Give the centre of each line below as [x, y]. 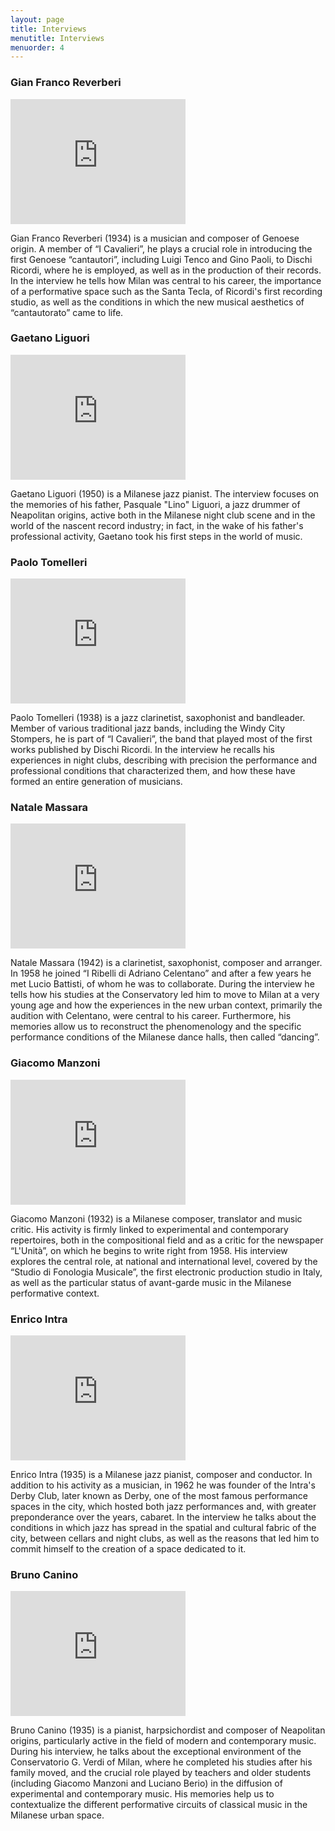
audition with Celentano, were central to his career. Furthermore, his [151, 1016]
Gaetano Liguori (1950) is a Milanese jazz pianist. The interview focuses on [165, 493]
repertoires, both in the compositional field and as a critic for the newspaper [167, 1240]
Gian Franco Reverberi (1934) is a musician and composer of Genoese [155, 238]
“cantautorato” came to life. [67, 312]
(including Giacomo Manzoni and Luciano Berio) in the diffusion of [146, 1783]
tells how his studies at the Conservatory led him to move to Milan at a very [165, 995]
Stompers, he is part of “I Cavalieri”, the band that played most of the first [161, 739]
